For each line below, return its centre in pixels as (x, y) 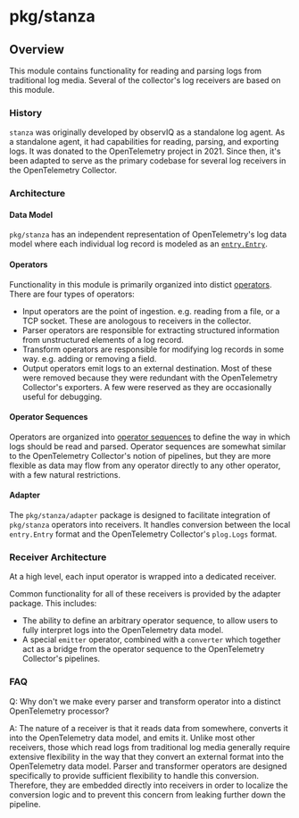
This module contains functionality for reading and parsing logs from (135, 71)
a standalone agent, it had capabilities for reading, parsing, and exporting (144, 142)
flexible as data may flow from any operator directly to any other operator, (145, 465)
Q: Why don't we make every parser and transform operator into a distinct (145, 701)
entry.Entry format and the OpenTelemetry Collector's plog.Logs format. (143, 534)
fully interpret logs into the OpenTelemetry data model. (123, 630)
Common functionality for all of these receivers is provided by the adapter (145, 594)
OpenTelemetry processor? (59, 711)
